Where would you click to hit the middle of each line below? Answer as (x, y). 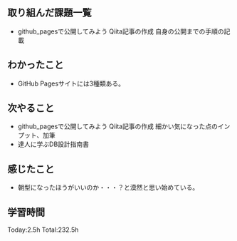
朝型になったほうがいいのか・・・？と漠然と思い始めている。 (108, 188)
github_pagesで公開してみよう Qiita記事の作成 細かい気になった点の (118, 126)
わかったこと (36, 65)
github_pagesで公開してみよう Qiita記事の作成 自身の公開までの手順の (121, 31)
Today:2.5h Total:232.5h (43, 230)
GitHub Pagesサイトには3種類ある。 (71, 83)
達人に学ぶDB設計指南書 (53, 144)
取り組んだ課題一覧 (49, 13)
